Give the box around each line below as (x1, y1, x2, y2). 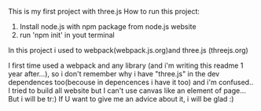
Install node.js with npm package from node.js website (19, 22, 197, 31)
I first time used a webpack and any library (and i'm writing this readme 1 (8, 61, 244, 70)
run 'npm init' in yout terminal (19, 31, 116, 39)
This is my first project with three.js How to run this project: (8, 7, 200, 16)
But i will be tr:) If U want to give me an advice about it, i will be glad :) (8, 94, 234, 103)
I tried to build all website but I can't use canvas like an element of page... (8, 86, 246, 95)
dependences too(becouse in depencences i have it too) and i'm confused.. (8, 78, 254, 87)
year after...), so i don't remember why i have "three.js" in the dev (8, 69, 220, 78)
